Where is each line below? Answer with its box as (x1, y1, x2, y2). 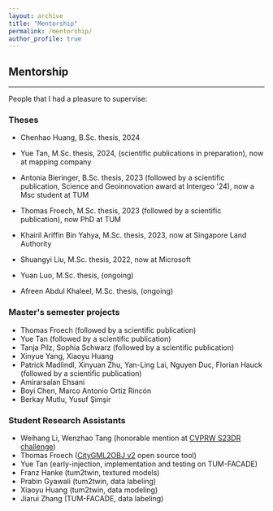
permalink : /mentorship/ (8, 27, 93, 35)
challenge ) (19, 441, 56, 452)
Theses (8, 114, 39, 125)
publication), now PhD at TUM (19, 215, 122, 225)
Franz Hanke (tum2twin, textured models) (19, 467, 160, 477)
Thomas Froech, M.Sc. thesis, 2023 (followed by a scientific (19, 206, 222, 216)
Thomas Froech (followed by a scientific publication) (19, 325, 197, 334)
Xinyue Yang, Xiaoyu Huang (19, 351, 114, 360)
